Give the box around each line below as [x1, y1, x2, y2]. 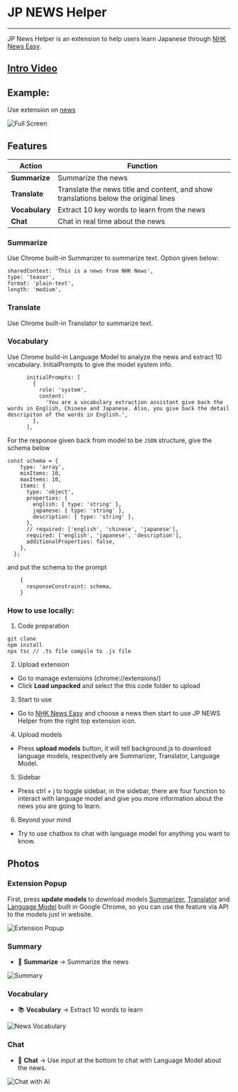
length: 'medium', [7, 286, 62, 293]
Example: [7, 87, 50, 99]
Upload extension [17, 660, 69, 669]
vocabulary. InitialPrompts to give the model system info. [7, 360, 173, 368]
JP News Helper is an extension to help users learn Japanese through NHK [7, 34, 227, 43]
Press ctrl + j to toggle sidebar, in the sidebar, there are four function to [17, 787, 225, 795]
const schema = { [7, 457, 59, 464]
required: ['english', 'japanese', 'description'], [25, 532, 182, 539]
